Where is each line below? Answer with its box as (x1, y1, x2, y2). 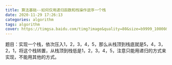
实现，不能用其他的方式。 (5, 54, 59, 60)
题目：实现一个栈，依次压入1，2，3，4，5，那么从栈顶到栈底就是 (5, 41, 144, 48)
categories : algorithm (5, 17, 54, 22)
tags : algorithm (5, 21, 40, 27)
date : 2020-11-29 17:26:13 (5, 12, 63, 17)
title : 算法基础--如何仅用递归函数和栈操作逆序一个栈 (5, 7, 106, 13)
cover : (5, 27, 19, 32)
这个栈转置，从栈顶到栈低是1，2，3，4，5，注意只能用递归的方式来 (23, 48, 166, 54)
